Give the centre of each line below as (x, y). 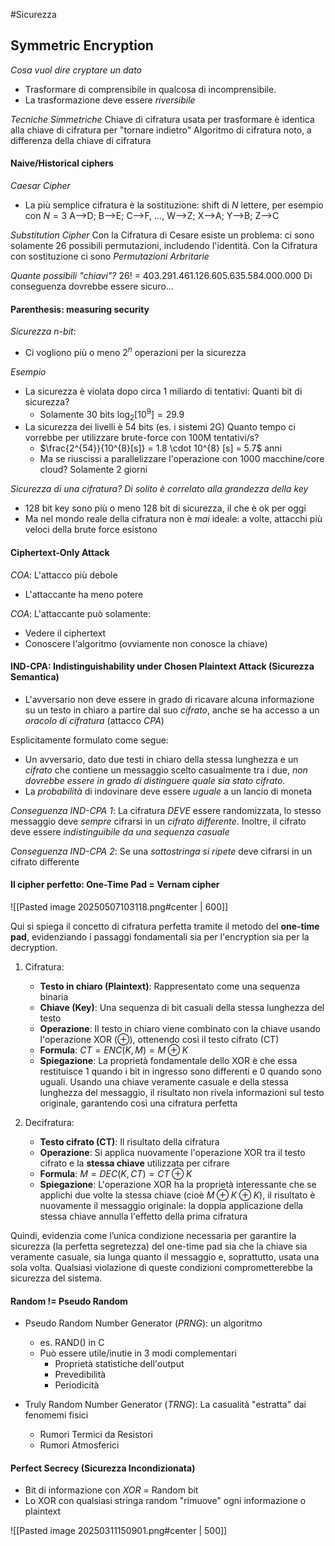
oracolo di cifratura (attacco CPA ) (94, 720)
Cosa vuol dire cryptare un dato (76, 70)
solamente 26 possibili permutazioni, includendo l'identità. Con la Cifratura (164, 246)
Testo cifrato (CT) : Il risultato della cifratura (129, 1141)
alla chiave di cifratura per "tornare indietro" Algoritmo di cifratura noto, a (161, 130)
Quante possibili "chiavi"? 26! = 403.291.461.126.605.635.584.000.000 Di (161, 276)
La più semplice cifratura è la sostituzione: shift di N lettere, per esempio (174, 205)
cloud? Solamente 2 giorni (93, 470)
